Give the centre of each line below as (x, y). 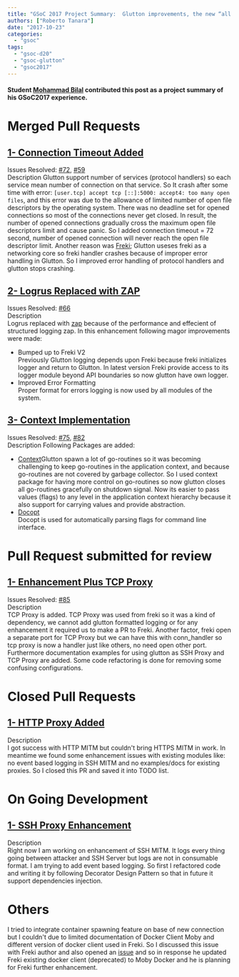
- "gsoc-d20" (33, 54)
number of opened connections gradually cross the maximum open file (112, 223)
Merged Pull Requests (74, 126)
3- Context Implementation (69, 420)
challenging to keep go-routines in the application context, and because (123, 466)
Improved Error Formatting (57, 383)
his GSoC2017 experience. (47, 98)
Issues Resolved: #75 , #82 (46, 437)
